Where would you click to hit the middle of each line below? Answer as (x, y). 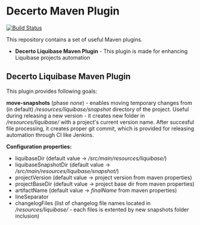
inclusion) (27, 216)
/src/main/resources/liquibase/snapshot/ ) (67, 171)
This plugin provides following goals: (52, 91)
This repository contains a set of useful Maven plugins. (74, 39)
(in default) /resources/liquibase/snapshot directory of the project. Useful (98, 109)
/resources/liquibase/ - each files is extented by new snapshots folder (102, 209)
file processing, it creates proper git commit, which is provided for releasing (100, 128)
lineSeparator (32, 197)
